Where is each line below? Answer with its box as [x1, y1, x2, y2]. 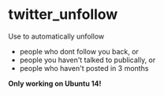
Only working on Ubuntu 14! [8, 79, 102, 88]
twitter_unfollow [8, 6, 118, 24]
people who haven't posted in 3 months [19, 63, 149, 72]
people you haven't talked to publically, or [19, 55, 156, 65]
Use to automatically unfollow [8, 31, 105, 41]
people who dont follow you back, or [19, 46, 140, 56]
